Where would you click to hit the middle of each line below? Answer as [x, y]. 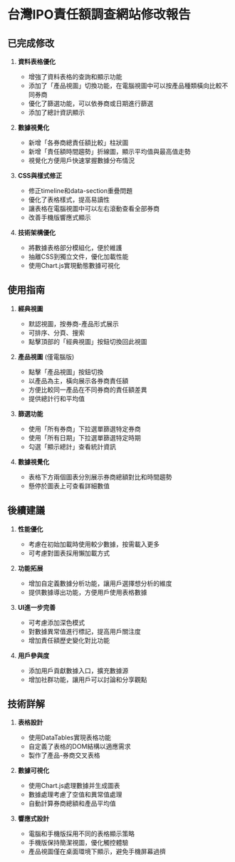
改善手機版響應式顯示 [59, 217]
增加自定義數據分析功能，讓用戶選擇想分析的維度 [100, 583]
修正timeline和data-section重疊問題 [80, 191]
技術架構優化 [36, 233]
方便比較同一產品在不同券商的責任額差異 [88, 390]
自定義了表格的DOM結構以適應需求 [80, 747]
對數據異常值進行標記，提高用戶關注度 [84, 631]
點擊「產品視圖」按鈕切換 [66, 372]
